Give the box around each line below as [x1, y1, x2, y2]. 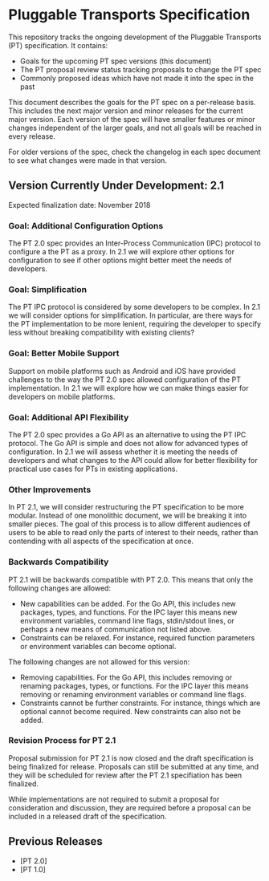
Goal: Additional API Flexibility [8, 412, 129, 423]
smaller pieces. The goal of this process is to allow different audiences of [8, 519, 251, 529]
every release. [8, 131, 56, 141]
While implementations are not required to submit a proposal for [8, 794, 220, 804]
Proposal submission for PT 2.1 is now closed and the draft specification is [8, 753, 255, 763]
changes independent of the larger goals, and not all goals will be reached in [8, 123, 263, 132]
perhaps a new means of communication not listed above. [19, 624, 213, 634]
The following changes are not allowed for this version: [8, 656, 190, 667]
